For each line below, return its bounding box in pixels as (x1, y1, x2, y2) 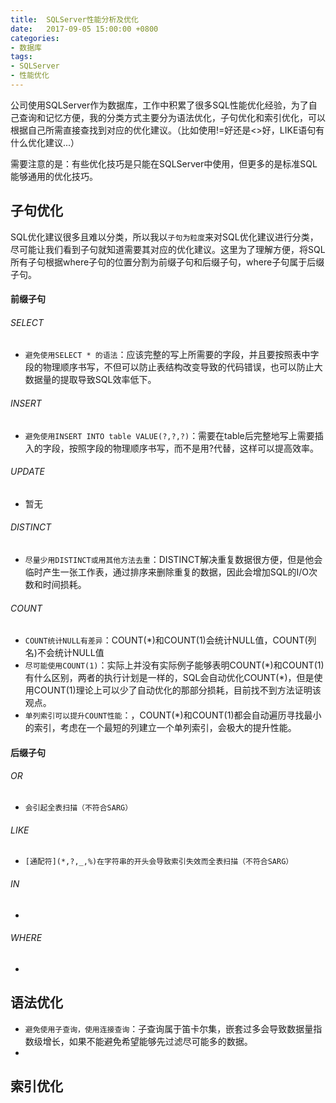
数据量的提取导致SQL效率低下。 (24, 374, 157, 386)
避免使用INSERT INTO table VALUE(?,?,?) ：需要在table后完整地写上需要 (24, 429, 315, 441)
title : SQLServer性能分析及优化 (10, 14, 139, 25)
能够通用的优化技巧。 (10, 170, 98, 182)
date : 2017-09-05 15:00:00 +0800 (10, 24, 159, 34)
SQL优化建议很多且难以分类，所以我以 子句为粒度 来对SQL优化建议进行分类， (10, 231, 319, 243)
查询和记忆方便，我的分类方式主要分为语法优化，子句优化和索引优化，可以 (18, 111, 326, 123)
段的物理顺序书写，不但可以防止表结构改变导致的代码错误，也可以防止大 (24, 361, 323, 373)
